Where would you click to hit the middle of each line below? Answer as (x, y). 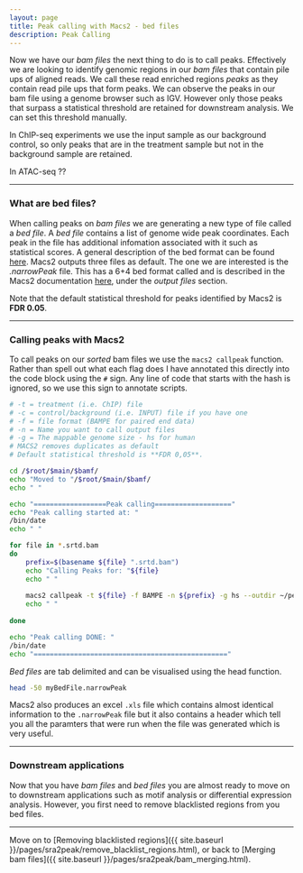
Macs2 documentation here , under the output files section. (119, 280)
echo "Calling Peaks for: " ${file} (92, 570)
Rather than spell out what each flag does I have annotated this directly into (150, 368)
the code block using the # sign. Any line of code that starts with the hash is (150, 378)
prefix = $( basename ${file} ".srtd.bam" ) (102, 562)
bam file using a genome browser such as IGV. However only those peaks (146, 98)
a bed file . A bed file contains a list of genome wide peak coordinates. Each (150, 233)
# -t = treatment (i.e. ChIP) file (76, 404)
